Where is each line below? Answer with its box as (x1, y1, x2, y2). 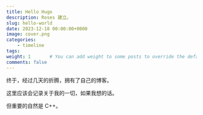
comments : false (6, 59, 47, 65)
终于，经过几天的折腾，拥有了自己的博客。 (6, 76, 112, 84)
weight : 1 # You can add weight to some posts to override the (6, 54, 185, 60)
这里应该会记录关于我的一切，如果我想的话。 (6, 89, 118, 96)
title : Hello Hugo (6, 8, 53, 15)
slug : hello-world (6, 20, 53, 26)
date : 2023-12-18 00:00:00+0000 (6, 25, 88, 32)
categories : (6, 37, 36, 43)
